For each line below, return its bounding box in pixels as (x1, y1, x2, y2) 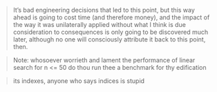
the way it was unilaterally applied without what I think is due (12, 21, 186, 28)
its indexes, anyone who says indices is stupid (12, 77, 145, 85)
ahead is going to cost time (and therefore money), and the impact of (12, 13, 210, 21)
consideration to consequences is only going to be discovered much (12, 28, 209, 36)
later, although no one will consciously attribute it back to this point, (12, 35, 206, 44)
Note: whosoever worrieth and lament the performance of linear (12, 56, 196, 64)
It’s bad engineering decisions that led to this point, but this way (12, 6, 195, 14)
